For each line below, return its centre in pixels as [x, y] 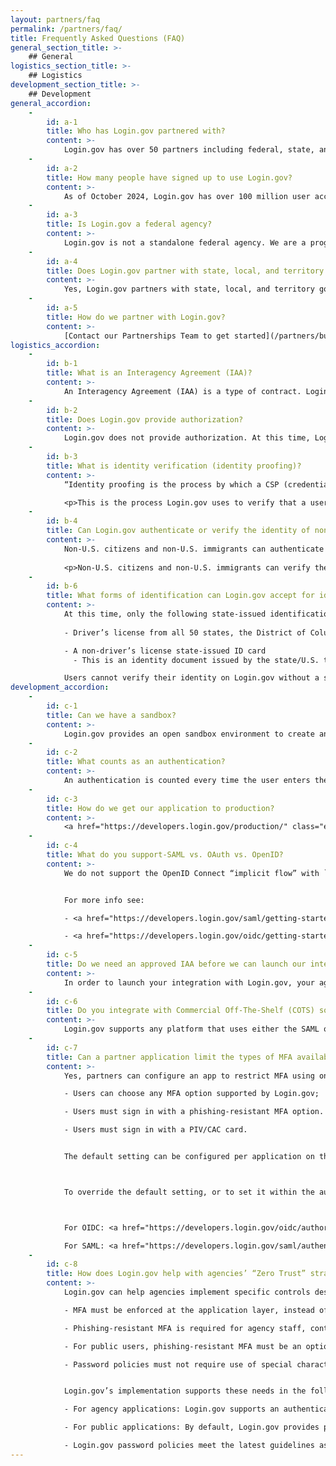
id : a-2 [62, 168]
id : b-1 [62, 364]
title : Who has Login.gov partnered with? [136, 131]
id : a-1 [62, 122]
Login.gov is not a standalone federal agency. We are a [185, 242]
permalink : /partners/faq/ [66, 29]
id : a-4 [62, 261]
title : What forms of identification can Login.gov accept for [180, 596]
